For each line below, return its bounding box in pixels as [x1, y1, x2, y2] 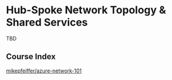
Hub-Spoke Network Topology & [6, 3, 166, 17]
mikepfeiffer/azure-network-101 [6, 67, 82, 74]
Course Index [6, 52, 56, 61]
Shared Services [6, 16, 88, 29]
